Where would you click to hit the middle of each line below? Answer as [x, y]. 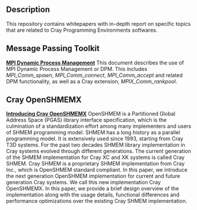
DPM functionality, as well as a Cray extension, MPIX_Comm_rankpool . [92, 81]
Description [28, 10]
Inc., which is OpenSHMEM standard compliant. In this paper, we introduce [97, 170]
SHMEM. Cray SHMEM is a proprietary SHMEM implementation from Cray [96, 164]
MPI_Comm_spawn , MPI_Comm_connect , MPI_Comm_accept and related [95, 75]
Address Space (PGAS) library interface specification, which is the [86, 120]
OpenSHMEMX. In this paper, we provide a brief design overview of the [93, 189]
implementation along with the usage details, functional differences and [93, 195]
